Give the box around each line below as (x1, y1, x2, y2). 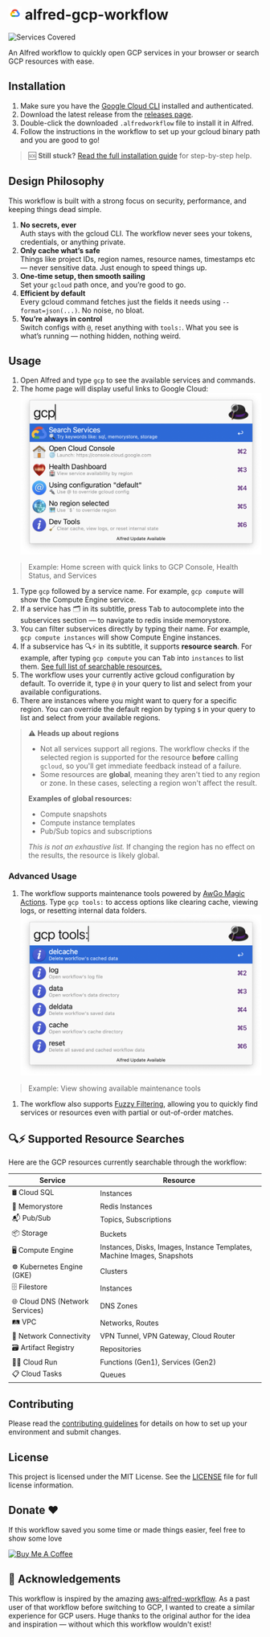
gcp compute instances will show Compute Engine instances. (19, 632, 222, 642)
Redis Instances (100, 1201, 153, 1211)
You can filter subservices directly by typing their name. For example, (19, 624, 251, 633)
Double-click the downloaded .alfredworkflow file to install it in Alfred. (19, 118, 254, 128)
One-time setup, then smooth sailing (19, 271, 146, 280)
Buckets (100, 1230, 127, 1239)
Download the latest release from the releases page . (19, 109, 194, 119)
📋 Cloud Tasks (11, 1369, 63, 1378)
